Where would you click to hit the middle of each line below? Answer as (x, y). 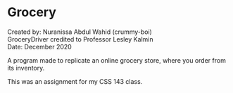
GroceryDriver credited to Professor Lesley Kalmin (80, 39)
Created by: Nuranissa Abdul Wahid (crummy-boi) (80, 32)
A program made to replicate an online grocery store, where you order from (117, 60)
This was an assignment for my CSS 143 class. (75, 81)
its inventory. (26, 68)
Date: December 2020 (39, 46)
